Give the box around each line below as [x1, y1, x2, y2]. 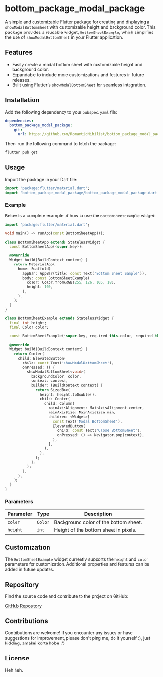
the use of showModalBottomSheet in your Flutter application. [5, 34, 124, 40]
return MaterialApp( [14, 262, 55, 267]
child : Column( [44, 401, 75, 406]
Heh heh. [5, 667, 23, 673]
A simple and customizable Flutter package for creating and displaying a [5, 19, 150, 25]
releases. [12, 77, 31, 83]
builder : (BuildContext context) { [31, 383, 103, 388]
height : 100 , [26, 284, 53, 289]
